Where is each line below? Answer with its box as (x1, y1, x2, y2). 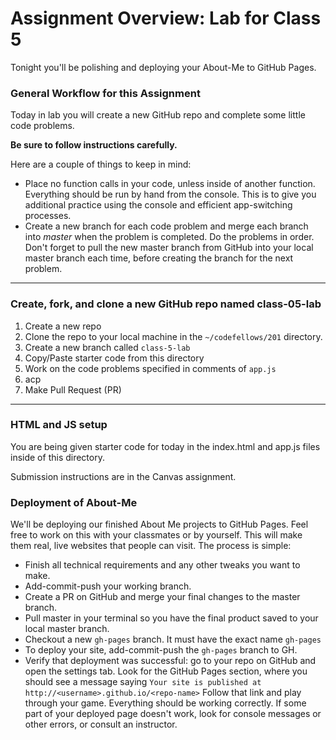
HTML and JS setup (10, 418, 108, 432)
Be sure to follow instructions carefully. (10, 139, 178, 151)
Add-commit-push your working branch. (24, 580, 192, 592)
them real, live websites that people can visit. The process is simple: (10, 540, 292, 552)
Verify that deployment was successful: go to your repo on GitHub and (24, 655, 317, 667)
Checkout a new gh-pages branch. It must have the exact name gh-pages (24, 633, 322, 646)
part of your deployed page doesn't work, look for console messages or (24, 708, 322, 720)
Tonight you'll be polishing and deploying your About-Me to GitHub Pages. (10, 61, 317, 73)
